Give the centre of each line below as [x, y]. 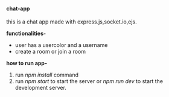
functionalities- [26, 34]
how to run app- [27, 63]
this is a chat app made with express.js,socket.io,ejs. [72, 22]
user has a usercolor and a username [61, 45]
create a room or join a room [50, 52]
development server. [40, 88]
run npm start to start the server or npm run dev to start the [89, 81]
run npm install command [47, 75]
